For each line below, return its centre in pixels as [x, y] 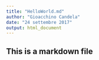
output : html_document [34, 28]
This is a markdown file [49, 51]
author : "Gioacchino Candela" [43, 17]
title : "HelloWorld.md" [35, 11]
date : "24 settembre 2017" [39, 22]
